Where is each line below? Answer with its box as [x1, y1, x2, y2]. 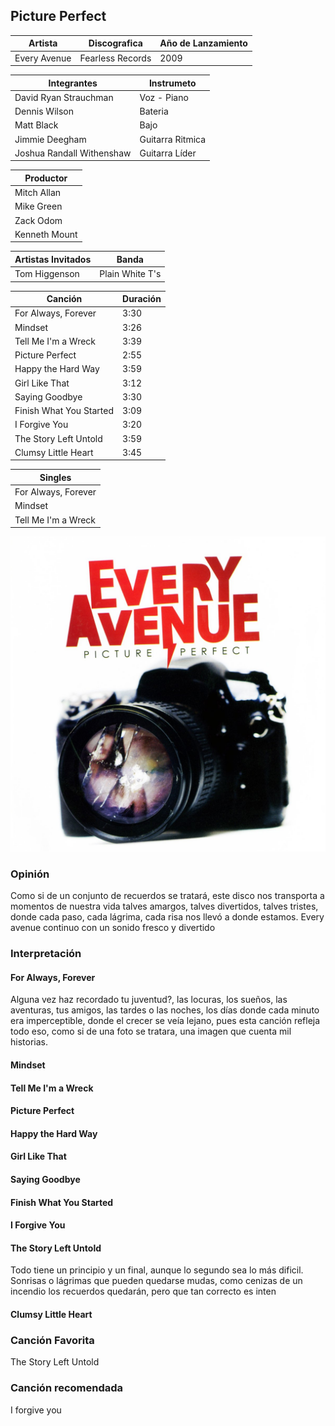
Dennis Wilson [14, 105, 74, 118]
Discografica [88, 37, 143, 49]
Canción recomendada [10, 1381, 124, 1395]
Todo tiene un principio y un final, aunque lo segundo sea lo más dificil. [10, 1264, 304, 1276]
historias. [10, 1036, 48, 1048]
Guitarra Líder [139, 147, 197, 159]
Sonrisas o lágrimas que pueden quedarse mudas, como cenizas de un [10, 1275, 303, 1287]
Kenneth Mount [14, 228, 78, 240]
